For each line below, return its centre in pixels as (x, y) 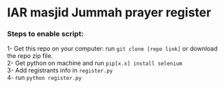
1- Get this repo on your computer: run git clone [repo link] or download (112, 48)
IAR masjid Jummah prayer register (109, 13)
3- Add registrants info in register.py (60, 70)
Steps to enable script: (45, 34)
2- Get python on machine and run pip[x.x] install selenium (95, 63)
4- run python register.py (44, 78)
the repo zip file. (30, 56)
